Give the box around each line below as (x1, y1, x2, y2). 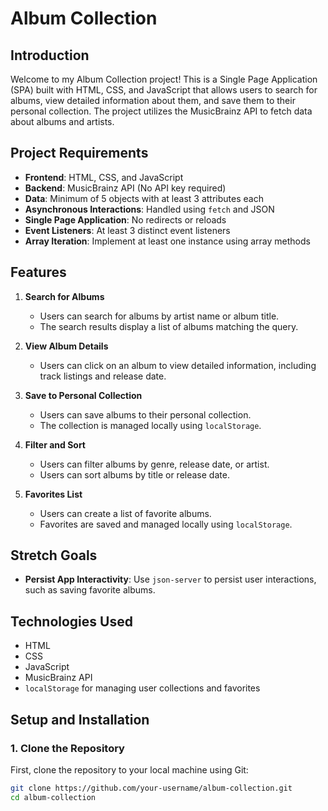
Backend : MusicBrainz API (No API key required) (24, 182, 227, 194)
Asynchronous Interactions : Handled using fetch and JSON (24, 203, 275, 215)
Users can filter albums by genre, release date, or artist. (39, 458, 270, 470)
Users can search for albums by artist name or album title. (39, 310, 280, 322)
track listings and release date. (39, 370, 167, 382)
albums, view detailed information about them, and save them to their (10, 95, 296, 106)
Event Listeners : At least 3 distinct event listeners (24, 224, 231, 236)
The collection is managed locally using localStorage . (39, 419, 262, 431)
